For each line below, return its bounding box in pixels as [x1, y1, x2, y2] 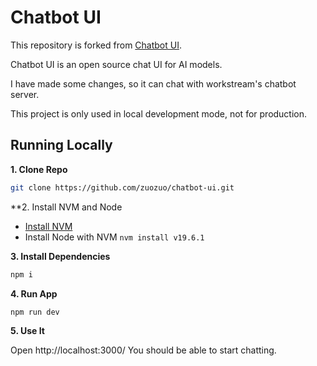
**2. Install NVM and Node [10, 201, 123, 213]
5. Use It [10, 325, 45, 337]
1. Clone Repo [10, 163, 68, 175]
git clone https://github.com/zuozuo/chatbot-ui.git [10, 182, 235, 193]
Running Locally [10, 137, 113, 154]
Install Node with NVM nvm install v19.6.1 [24, 231, 205, 243]
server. [10, 88, 40, 100]
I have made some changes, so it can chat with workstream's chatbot [10, 77, 297, 90]
